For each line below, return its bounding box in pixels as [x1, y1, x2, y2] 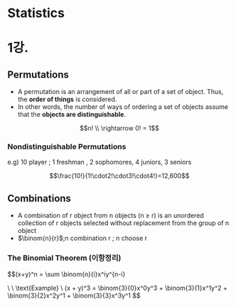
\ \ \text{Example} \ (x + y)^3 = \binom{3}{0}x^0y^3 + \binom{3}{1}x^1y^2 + [7, 283, 227, 292]
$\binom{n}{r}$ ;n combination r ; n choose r [17, 234, 148, 243]
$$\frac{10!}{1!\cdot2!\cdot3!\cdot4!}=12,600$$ [49, 172, 190, 180]
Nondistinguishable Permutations [7, 142, 127, 152]
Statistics [7, 5, 65, 21]
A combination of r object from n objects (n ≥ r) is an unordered [17, 212, 204, 220]
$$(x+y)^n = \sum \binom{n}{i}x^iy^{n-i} [7, 269, 126, 279]
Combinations [7, 192, 71, 204]
